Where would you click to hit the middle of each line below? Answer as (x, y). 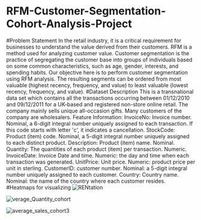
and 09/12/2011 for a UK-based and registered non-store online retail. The (97, 104)
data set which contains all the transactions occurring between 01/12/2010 (98, 98)
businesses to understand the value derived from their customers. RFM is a (99, 47)
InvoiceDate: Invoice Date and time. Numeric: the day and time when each (98, 155)
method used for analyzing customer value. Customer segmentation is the (98, 53)
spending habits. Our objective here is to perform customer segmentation (97, 72)
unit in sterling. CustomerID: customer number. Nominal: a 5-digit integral (97, 168)
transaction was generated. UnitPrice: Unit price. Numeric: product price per (101, 162)
